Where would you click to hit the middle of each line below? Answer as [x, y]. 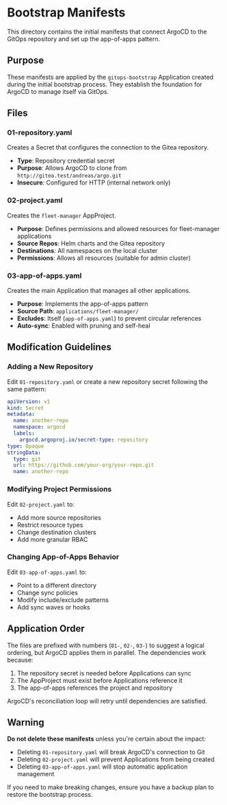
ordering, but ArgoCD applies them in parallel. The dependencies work [107, 652]
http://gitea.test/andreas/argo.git [69, 176]
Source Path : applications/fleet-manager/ [78, 311]
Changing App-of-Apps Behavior [63, 557]
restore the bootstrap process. [50, 795]
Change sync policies [48, 592]
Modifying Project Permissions [59, 490]
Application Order [46, 629]
